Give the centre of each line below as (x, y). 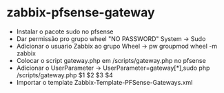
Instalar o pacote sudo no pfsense (65, 31)
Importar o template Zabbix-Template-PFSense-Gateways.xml (104, 82)
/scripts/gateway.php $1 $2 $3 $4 (64, 75)
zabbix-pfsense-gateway (81, 13)
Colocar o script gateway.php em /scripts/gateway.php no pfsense (111, 60)
